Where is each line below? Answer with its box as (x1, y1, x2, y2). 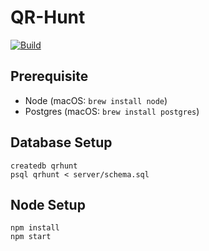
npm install (10, 223, 60, 233)
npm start (10, 232, 52, 242)
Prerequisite (10, 68, 89, 85)
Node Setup (10, 196, 86, 213)
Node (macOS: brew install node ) (24, 94, 168, 106)
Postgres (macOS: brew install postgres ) (24, 105, 200, 117)
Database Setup (10, 134, 113, 151)
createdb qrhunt (10, 161, 78, 171)
